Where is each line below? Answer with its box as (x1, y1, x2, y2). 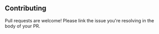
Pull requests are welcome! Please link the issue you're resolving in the (5, 17, 154, 23)
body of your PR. (5, 23, 40, 29)
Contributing (5, 4, 47, 13)
